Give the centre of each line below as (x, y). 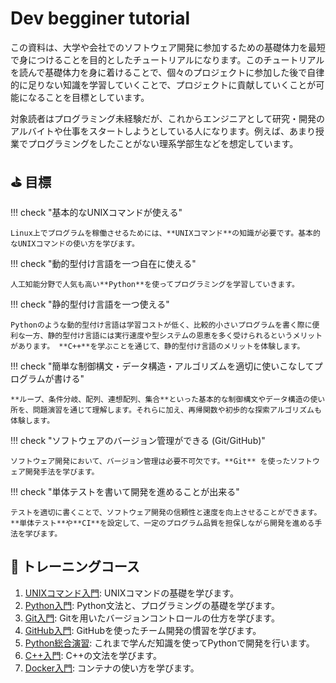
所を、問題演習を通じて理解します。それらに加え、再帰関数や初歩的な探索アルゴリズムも (166, 410)
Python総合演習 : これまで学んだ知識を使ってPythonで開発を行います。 (169, 643)
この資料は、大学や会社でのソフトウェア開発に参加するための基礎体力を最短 (168, 47)
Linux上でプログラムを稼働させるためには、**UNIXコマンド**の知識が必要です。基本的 (165, 233)
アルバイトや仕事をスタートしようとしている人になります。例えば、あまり (163, 131)
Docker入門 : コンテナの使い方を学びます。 (112, 668)
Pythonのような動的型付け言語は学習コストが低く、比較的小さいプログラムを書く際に (161, 325)
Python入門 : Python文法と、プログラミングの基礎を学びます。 (152, 605)
